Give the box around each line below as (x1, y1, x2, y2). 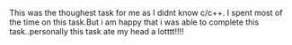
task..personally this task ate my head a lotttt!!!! (9, 26, 184, 36)
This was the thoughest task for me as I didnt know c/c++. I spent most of (9, 8, 283, 18)
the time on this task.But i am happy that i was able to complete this (9, 17, 260, 27)
